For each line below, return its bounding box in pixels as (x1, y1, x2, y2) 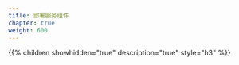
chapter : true (8, 19, 56, 27)
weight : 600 (8, 26, 48, 34)
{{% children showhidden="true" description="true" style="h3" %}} (8, 48, 231, 58)
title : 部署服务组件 (8, 11, 69, 20)
